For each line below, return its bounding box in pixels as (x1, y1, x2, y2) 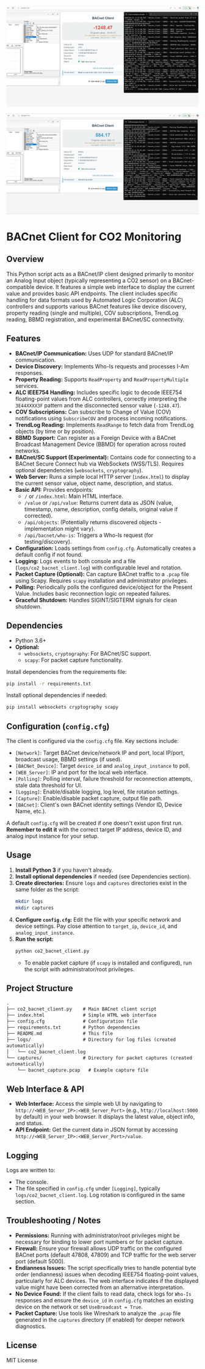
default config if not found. (15, 550, 83, 558)
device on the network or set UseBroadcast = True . (15, 1303, 143, 1310)
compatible (6, 283, 35, 290)
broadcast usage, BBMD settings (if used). (15, 756, 122, 763)
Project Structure (6, 983, 73, 993)
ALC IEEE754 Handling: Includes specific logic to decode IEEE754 (15, 389, 182, 396)
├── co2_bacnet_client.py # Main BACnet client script (6, 1006, 157, 1012)
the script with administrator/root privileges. (24, 965, 135, 973)
